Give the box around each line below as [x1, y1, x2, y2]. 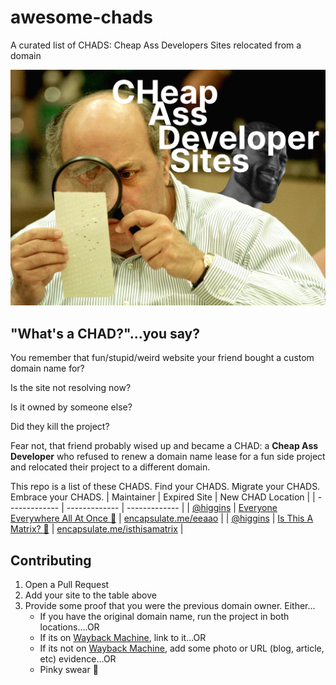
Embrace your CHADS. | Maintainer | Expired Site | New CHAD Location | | [10, 491, 316, 503]
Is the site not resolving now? [10, 382, 132, 394]
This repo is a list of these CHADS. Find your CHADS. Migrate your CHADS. [10, 481, 321, 493]
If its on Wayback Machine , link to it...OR [39, 632, 207, 644]
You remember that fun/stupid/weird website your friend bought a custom [10, 352, 315, 364]
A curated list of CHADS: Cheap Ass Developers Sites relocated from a [10, 39, 302, 51]
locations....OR [39, 621, 100, 633]
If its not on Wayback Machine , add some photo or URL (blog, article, [39, 642, 325, 655]
